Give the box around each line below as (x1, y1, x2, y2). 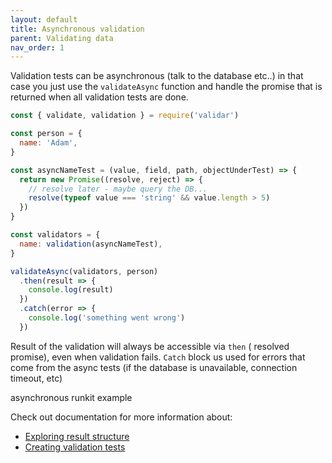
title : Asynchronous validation (10, 24, 145, 34)
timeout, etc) (10, 372, 63, 384)
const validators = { (10, 230, 101, 240)
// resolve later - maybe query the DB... (28, 184, 208, 194)
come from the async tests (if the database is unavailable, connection (10, 361, 298, 373)
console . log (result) (28, 285, 114, 295)
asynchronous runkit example (10, 391, 133, 403)
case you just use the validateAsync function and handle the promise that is (10, 81, 323, 93)
